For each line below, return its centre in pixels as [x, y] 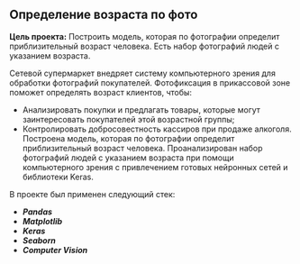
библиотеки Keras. [58, 177]
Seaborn [39, 240]
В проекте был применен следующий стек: [92, 194]
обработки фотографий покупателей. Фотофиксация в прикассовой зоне [150, 82]
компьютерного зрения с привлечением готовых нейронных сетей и [155, 167]
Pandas [37, 212]
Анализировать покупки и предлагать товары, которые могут [141, 109]
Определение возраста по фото [104, 15]
